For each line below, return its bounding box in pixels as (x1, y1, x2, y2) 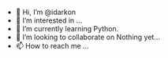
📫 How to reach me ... (15, 42, 89, 50)
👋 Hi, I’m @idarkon (15, 8, 77, 16)
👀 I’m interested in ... (15, 16, 83, 25)
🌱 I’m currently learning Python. (15, 24, 119, 33)
